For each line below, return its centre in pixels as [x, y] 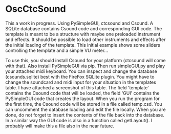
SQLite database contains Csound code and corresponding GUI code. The [84, 28]
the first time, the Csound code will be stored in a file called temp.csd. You [84, 104]
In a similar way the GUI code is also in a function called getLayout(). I [79, 120]
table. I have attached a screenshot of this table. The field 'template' [77, 87]
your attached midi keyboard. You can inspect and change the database [81, 71]
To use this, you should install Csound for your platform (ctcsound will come [85, 60]
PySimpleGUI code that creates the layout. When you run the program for [83, 99]
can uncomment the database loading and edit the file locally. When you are [85, 109]
